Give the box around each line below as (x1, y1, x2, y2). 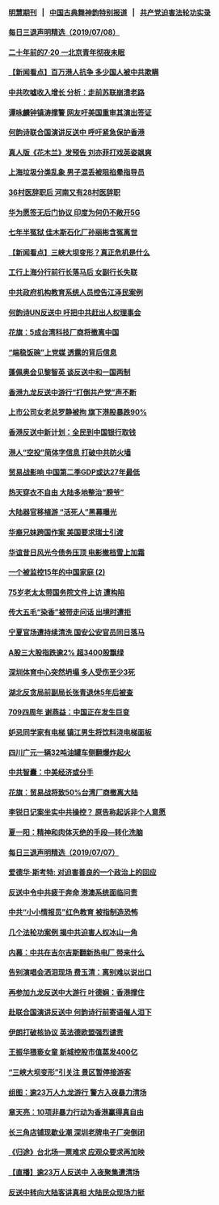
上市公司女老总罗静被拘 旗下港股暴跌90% (8, 407, 148, 417)
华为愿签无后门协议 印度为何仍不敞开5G (8, 207, 141, 217)
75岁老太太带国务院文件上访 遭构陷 (8, 587, 125, 597)
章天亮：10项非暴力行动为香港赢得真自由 (8, 1107, 144, 1117)
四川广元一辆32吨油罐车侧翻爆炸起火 (8, 748, 131, 757)
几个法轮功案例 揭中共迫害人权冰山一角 (8, 927, 138, 937)
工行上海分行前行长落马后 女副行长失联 (8, 268, 138, 277)
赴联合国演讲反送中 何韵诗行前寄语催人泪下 (8, 1007, 152, 1018)
